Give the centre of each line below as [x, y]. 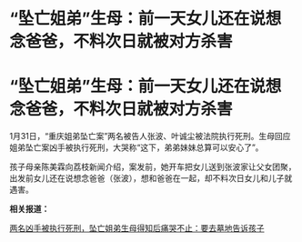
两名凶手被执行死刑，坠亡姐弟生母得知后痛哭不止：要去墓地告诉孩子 [137, 228]
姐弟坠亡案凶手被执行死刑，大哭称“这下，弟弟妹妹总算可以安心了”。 [136, 147]
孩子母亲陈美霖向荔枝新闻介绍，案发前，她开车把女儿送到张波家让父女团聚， [153, 167]
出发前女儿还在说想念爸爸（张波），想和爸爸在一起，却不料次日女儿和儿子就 [151, 178]
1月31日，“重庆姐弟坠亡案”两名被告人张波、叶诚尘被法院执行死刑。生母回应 [150, 136]
